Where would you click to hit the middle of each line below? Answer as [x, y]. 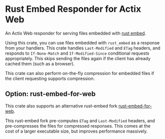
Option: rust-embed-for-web [50, 94]
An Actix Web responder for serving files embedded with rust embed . [76, 33]
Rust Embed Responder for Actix [73, 9]
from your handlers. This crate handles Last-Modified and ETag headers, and [83, 48]
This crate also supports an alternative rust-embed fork [61, 106]
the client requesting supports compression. [50, 78]
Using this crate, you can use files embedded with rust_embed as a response [82, 42]
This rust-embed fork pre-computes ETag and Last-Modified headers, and [80, 121]
